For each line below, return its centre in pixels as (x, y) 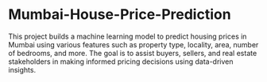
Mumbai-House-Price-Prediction (120, 15)
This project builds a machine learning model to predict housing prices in (128, 36)
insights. (22, 69)
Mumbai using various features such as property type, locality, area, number (133, 44)
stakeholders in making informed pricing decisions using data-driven (121, 61)
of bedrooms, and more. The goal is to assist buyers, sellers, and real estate (133, 53)
